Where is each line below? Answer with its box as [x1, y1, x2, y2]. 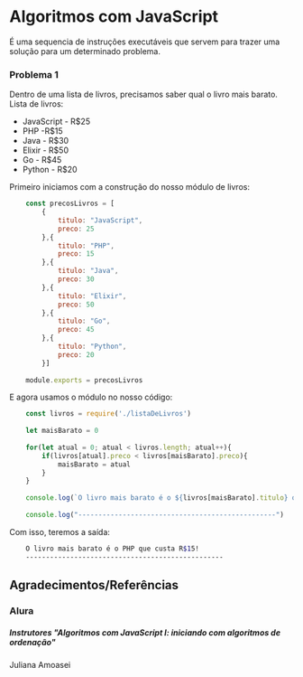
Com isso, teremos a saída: [9, 526, 111, 537]
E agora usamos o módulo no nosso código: [9, 391, 173, 403]
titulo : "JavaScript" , [57, 215, 143, 225]
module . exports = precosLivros [25, 375, 143, 385]
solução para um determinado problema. [9, 45, 161, 56]
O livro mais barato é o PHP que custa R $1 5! [25, 544, 200, 553]
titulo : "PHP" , [57, 241, 115, 250]
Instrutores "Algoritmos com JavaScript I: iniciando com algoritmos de [9, 626, 281, 638]
